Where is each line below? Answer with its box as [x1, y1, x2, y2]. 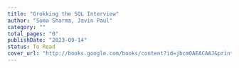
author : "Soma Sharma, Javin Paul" [7, 17, 113, 24]
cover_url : [7, 50, 40, 57]
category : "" [7, 23, 46, 30]
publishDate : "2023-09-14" [7, 37, 87, 44]
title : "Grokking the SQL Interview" [7, 10, 119, 18]
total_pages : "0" [7, 30, 59, 38]
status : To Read [7, 43, 55, 50]
